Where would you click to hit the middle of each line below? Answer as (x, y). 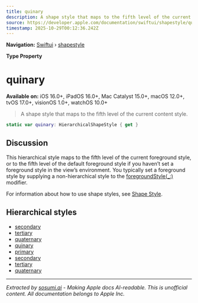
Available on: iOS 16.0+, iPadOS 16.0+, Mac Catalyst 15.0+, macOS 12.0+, (95, 96)
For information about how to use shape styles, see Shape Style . (85, 194)
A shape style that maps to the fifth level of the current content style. (104, 114)
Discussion (27, 143)
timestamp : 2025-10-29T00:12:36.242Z (52, 28)
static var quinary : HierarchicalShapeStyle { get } (72, 125)
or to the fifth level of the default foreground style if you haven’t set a (90, 163)
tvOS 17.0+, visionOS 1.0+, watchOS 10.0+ (57, 103)
